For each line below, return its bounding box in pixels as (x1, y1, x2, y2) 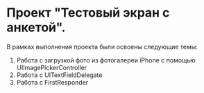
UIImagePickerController (16, 63, 87, 71)
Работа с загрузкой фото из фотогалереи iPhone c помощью (16, 56, 196, 64)
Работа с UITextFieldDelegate (16, 71, 103, 79)
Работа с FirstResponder (16, 78, 89, 86)
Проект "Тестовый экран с (6, 5, 170, 21)
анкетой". (6, 19, 66, 35)
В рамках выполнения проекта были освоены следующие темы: (6, 42, 198, 51)
